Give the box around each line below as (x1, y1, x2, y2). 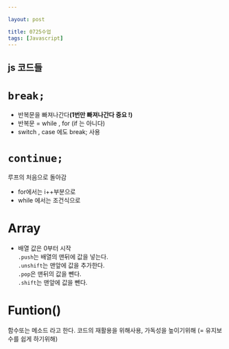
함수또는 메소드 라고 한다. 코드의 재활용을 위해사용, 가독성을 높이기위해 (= (8, 326, 204, 334)
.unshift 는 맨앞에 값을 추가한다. (17, 261, 105, 269)
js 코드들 (8, 62, 43, 73)
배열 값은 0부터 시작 (17, 244, 71, 252)
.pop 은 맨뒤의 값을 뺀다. (17, 270, 82, 278)
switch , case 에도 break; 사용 (17, 127, 101, 135)
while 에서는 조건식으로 (17, 196, 81, 204)
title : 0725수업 (8, 28, 51, 35)
